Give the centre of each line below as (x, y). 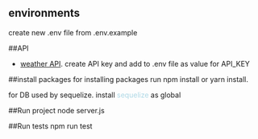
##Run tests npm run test (50, 126)
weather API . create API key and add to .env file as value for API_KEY (135, 63)
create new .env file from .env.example (73, 32)
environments (44, 13)
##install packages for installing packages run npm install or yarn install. (128, 79)
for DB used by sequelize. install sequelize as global (95, 95)
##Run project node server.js (56, 110)
